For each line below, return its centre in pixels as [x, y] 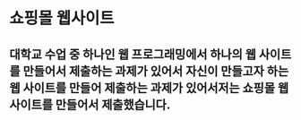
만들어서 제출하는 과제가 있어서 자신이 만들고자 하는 [156, 71]
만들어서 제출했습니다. [113, 104]
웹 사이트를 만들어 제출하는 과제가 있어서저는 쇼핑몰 [142, 87]
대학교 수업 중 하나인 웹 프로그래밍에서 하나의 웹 [133, 54]
